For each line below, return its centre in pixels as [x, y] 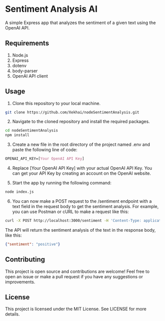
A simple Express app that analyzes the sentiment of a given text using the [81, 23]
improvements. [20, 282]
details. [13, 314]
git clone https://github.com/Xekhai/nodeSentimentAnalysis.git [72, 112]
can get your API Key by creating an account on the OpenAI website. [82, 173]
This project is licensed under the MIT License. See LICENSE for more [76, 309]
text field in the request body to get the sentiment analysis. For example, [85, 206]
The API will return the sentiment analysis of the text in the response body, [81, 230]
